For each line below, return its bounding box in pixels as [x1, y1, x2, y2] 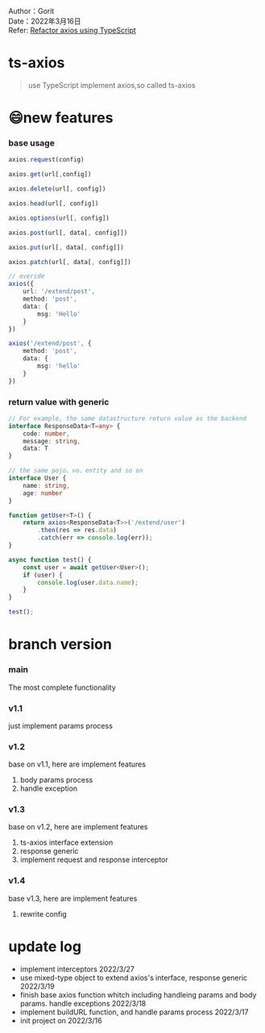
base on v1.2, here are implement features [8, 822, 148, 832]
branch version [8, 636, 113, 653]
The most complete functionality [8, 682, 117, 692]
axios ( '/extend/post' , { [8, 339, 92, 348]
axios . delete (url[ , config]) [8, 185, 106, 193]
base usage [8, 137, 55, 149]
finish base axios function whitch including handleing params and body [19, 989, 257, 999]
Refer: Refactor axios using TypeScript [8, 26, 137, 35]
